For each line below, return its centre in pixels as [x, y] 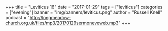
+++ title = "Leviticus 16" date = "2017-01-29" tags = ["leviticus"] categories [84, 7]
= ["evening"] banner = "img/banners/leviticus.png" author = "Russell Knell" [84, 12]
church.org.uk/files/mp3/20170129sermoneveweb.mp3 [62, 23]
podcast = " [18, 18]
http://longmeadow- [50, 18]
